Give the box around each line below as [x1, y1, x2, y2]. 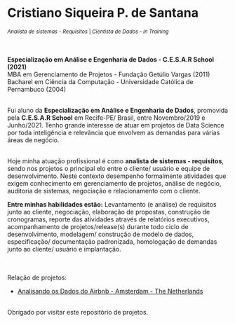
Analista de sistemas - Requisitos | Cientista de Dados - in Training [7, 28, 169, 35]
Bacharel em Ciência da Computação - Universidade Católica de [7, 77, 194, 85]
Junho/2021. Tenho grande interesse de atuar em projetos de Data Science [7, 121, 224, 129]
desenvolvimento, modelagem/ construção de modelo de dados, [7, 230, 194, 238]
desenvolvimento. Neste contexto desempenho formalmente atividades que [7, 172, 227, 180]
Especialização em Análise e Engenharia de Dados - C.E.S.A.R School [7, 55, 215, 64]
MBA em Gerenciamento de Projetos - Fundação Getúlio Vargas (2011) [7, 70, 210, 78]
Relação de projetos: [7, 273, 67, 282]
